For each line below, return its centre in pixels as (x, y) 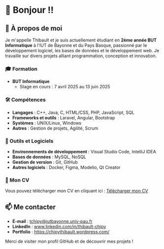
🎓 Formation (21, 69)
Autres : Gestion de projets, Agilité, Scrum (55, 128)
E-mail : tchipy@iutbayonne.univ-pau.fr (52, 221)
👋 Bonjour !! (30, 10)
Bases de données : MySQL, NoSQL (49, 157)
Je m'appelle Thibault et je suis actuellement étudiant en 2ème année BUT (81, 40)
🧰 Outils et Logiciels (29, 141)
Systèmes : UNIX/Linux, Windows (47, 123)
